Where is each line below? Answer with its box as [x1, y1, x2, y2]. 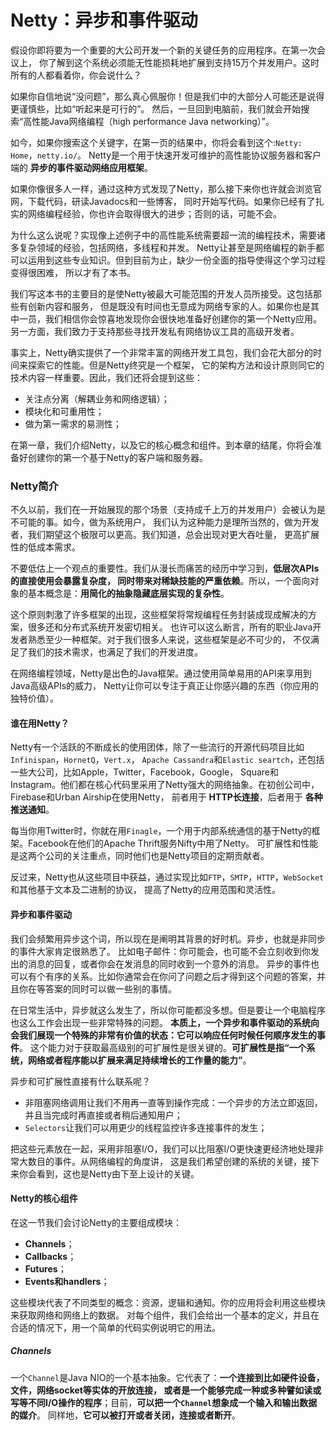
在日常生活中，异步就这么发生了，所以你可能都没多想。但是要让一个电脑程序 [10, 1004, 326, 1016]
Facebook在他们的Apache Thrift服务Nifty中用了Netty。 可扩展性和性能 [27, 837, 319, 850]
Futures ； [24, 1262, 67, 1275]
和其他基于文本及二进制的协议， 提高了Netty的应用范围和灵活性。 [10, 884, 281, 896]
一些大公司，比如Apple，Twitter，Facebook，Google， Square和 [10, 766, 280, 778]
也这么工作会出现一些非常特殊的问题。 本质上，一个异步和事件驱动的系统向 [10, 1016, 320, 1028]
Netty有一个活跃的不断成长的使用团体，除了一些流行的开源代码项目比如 [10, 741, 305, 753]
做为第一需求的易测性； [24, 417, 122, 430]
